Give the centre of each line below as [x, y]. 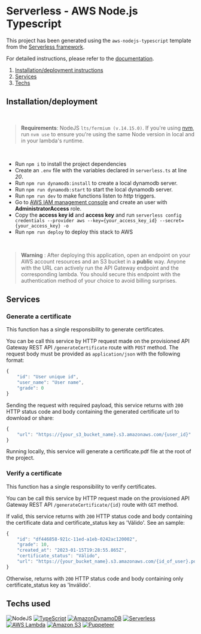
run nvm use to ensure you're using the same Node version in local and [108, 134]
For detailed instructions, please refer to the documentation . [80, 58]
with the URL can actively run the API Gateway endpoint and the [100, 268]
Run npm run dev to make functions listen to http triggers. [85, 196]
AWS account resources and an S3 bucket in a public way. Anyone [103, 261]
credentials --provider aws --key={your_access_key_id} [86, 220]
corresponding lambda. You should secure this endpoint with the [100, 274]
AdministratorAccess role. [48, 208]
